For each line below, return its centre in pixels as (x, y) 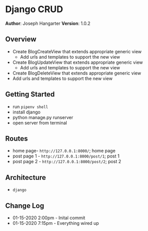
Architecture (26, 178)
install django (27, 112)
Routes (17, 139)
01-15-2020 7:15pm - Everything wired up (56, 223)
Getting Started (30, 94)
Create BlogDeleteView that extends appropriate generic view (77, 73)
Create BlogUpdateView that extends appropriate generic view (78, 62)
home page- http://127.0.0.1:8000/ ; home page (64, 151)
